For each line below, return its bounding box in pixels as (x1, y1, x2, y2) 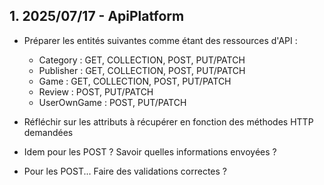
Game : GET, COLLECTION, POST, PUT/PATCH (38, 75, 232, 87)
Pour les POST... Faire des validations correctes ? (23, 165, 227, 177)
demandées (23, 126, 74, 138)
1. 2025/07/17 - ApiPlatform (9, 8, 185, 25)
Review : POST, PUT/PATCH (38, 85, 154, 98)
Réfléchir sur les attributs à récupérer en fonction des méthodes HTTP (23, 115, 314, 128)
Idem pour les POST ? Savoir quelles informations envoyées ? (23, 145, 277, 158)
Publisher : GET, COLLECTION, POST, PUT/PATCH (38, 64, 246, 76)
